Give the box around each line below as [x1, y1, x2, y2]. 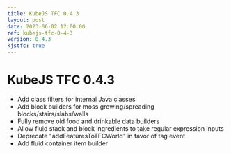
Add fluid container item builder [17, 139, 109, 147]
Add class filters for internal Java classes [17, 95, 136, 103]
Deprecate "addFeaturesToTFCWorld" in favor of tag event [17, 132, 186, 140]
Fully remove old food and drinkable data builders [17, 117, 160, 125]
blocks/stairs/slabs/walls [17, 109, 89, 118]
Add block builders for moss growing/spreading [17, 102, 154, 111]
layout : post [7, 17, 45, 24]
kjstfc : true [7, 42, 45, 49]
